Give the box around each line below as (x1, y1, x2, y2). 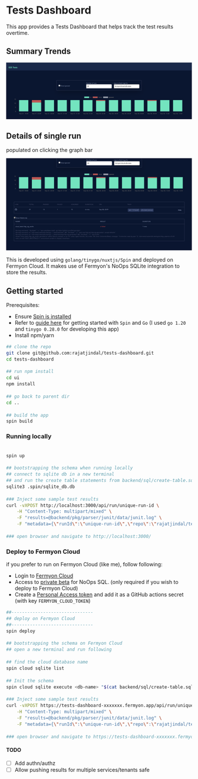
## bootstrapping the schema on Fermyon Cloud (6, 641, 123, 646)
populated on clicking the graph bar (6, 147, 93, 154)
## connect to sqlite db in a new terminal (6, 471, 115, 477)
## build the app (6, 412, 49, 418)
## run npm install (6, 369, 54, 375)
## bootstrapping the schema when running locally (6, 465, 133, 471)
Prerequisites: (6, 301, 40, 308)
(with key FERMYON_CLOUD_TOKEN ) (14, 598, 91, 605)
